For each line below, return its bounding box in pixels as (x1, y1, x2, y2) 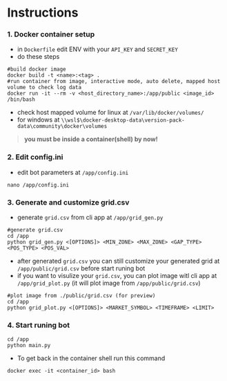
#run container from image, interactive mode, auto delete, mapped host (7, 78, 221, 85)
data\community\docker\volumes (17, 123, 108, 130)
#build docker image (7, 66, 67, 73)
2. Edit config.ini (7, 152, 63, 162)
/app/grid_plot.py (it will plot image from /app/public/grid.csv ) (17, 279, 201, 288)
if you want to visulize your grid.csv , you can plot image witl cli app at (17, 272, 217, 280)
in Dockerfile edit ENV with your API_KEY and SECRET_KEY (17, 45, 178, 53)
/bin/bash (7, 96, 36, 103)
